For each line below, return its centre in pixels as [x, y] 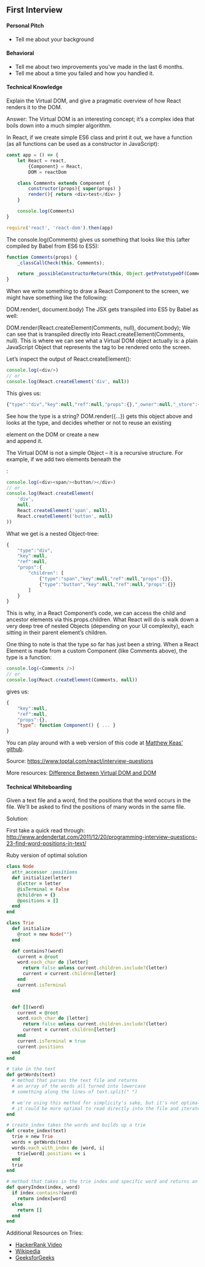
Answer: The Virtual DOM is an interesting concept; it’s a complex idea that [100, 119]
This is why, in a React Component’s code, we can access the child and [96, 613]
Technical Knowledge [34, 87]
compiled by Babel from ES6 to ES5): [53, 246]
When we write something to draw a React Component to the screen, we [98, 291]
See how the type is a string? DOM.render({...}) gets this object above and [99, 416]
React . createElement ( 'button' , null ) [65, 516]
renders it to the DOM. [34, 107]
